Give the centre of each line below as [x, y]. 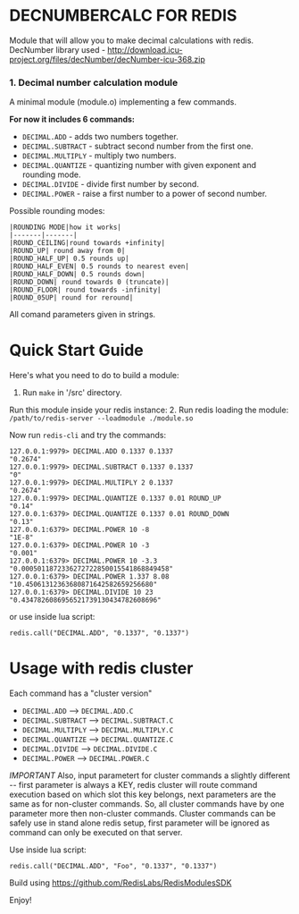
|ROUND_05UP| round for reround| [71, 298]
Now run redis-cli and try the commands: [88, 436]
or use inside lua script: [52, 617]
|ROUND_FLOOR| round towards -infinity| [86, 290]
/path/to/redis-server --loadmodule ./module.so [101, 419]
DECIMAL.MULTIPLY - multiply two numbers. [99, 156]
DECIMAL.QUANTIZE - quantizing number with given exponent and [139, 165]
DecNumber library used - [57, 49]
